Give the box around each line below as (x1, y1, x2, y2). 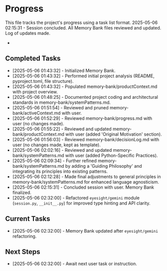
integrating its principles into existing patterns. (12, 168, 108, 174)
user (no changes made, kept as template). (12, 142, 101, 148)
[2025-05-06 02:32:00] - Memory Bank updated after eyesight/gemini (12, 228, 159, 234)
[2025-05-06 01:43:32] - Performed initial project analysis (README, (12, 73, 155, 79)
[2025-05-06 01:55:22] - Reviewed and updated (12, 126, 112, 132)
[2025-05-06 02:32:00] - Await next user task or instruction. (12, 261, 137, 267)
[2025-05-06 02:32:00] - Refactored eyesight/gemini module (12, 195, 140, 201)
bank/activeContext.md (12, 110, 61, 116)
